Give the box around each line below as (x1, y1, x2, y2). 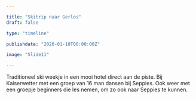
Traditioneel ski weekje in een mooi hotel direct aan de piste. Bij (6, 73, 163, 81)
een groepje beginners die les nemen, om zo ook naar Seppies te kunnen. (6, 86, 188, 93)
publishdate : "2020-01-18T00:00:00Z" (6, 41, 100, 47)
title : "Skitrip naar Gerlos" (6, 14, 82, 20)
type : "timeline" (6, 30, 50, 36)
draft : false (6, 19, 39, 26)
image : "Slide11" (6, 52, 50, 58)
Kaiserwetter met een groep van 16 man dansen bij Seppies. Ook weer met (6, 80, 190, 87)
